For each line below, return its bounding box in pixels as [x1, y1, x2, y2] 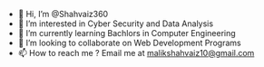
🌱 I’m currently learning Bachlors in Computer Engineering [17, 28, 236, 38]
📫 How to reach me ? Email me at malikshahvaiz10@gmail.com [17, 48, 255, 58]
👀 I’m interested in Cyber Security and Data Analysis [17, 18, 214, 29]
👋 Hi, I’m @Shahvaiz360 [17, 9, 109, 19]
